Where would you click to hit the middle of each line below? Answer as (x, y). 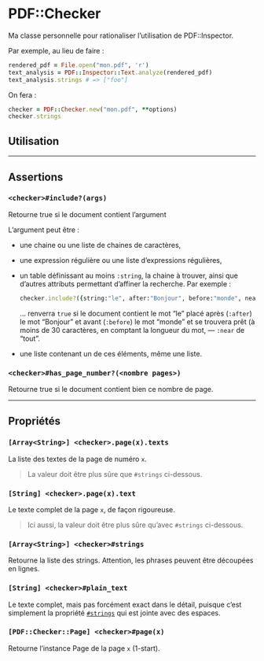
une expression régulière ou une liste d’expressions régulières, (121, 260)
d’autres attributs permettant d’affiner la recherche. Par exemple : (125, 283)
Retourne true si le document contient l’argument (87, 214)
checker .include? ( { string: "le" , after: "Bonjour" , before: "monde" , (130, 298)
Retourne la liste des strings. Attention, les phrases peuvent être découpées (131, 560)
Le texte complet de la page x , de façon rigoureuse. (92, 509)
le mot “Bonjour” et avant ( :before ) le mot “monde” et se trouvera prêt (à (137, 321)
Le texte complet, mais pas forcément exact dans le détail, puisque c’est (125, 604)
